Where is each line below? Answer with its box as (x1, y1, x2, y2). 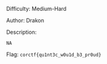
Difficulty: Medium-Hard (6, 5, 66, 12)
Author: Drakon (6, 17, 44, 24)
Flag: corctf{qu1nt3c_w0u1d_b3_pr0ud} (6, 51, 102, 58)
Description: (6, 28, 37, 36)
